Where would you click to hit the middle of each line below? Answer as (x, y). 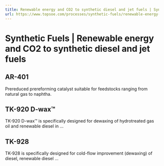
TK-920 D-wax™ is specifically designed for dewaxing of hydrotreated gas (80, 121)
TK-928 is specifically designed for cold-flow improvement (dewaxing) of (79, 153)
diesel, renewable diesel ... (32, 159)
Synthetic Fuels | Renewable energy (80, 38)
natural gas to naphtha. (28, 94)
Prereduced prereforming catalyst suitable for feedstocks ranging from (76, 89)
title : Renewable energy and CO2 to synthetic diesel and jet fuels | (78, 10)
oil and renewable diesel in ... (34, 126)
